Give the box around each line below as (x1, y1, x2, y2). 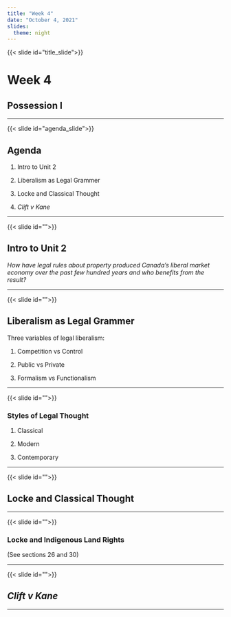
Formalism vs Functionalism (16, 374, 96, 382)
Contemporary (16, 453, 59, 461)
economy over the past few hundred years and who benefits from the (7, 268, 205, 276)
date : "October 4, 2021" (7, 17, 78, 23)
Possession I (7, 99, 63, 111)
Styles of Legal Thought (7, 411, 89, 421)
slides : (7, 23, 30, 30)
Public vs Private (16, 360, 65, 369)
